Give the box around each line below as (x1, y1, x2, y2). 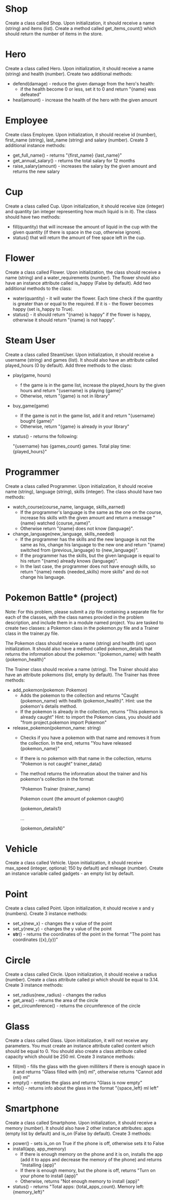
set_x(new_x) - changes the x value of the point (12, 920, 113, 926)
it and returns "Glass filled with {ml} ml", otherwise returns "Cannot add (12, 1069, 162, 1075)
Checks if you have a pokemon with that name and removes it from (20, 735, 161, 741)
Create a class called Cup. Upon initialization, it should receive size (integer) (5, 203, 165, 209)
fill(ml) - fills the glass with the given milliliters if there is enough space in (12, 1064, 165, 1070)
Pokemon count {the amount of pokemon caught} (20, 796, 124, 802)
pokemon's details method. (20, 703, 78, 709)
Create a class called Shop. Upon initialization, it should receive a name (5, 20, 155, 26)
